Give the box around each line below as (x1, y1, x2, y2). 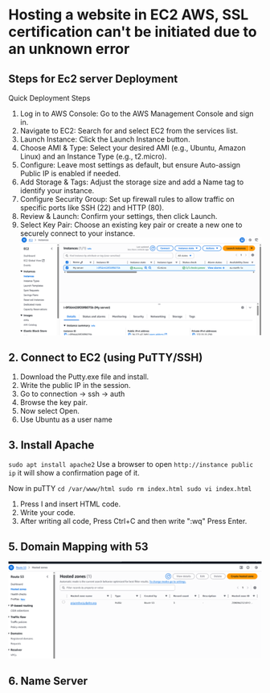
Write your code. (19, 508, 76, 518)
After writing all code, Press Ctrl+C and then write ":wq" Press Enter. (19, 517, 247, 526)
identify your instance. (19, 186, 95, 195)
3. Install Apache (8, 438, 95, 452)
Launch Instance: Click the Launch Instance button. (19, 134, 190, 144)
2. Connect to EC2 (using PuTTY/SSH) (8, 351, 203, 365)
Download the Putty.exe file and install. (19, 372, 149, 382)
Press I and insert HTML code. (19, 499, 121, 509)
